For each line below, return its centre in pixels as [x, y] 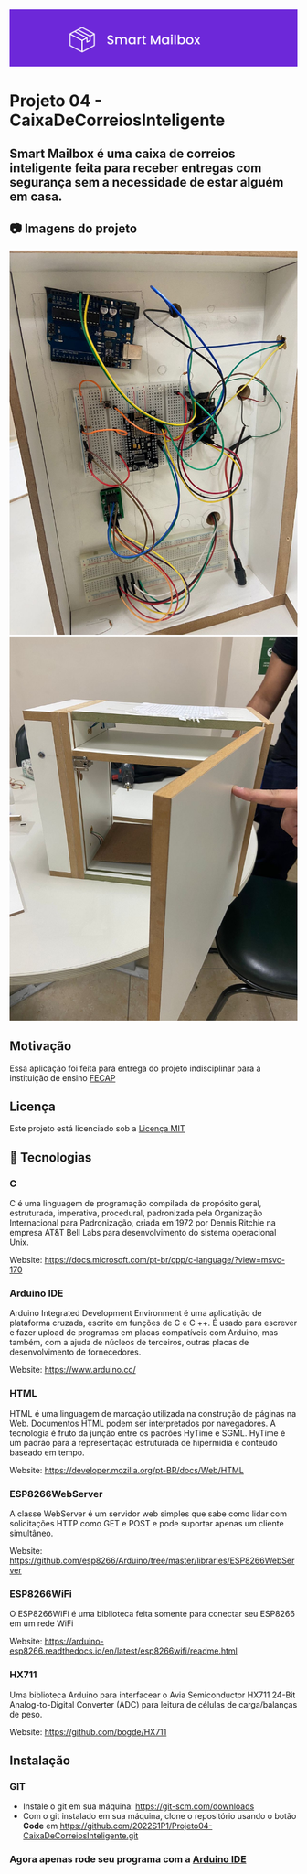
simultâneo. [32, 1533]
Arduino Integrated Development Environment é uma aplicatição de [136, 1313]
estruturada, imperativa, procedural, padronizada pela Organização [136, 1213]
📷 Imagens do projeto [74, 229]
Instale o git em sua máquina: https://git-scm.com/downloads [138, 1806]
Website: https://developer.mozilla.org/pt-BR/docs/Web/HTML [127, 1470]
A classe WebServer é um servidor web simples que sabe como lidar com [148, 1514]
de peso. [26, 1714]
